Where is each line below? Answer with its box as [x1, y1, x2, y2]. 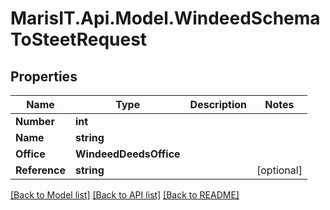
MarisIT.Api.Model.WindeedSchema [10, 7, 321, 30]
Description [189, 98, 248, 111]
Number [15, 115, 55, 128]
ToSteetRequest [10, 28, 148, 51]
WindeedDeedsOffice [74, 147, 181, 161]
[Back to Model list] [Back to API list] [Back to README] [10, 189, 240, 201]
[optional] [256, 163, 303, 177]
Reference [15, 163, 66, 177]
